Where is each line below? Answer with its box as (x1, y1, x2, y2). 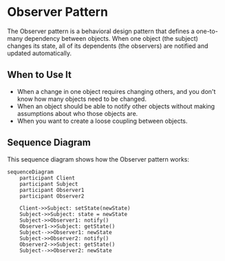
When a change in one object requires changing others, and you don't (17, 87, 216, 95)
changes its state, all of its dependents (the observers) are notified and (7, 41, 208, 50)
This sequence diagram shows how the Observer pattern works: (7, 155, 190, 163)
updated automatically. (7, 49, 72, 57)
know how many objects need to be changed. (17, 95, 147, 103)
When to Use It (7, 69, 72, 81)
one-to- (195, 27, 218, 35)
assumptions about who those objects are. (17, 109, 138, 117)
